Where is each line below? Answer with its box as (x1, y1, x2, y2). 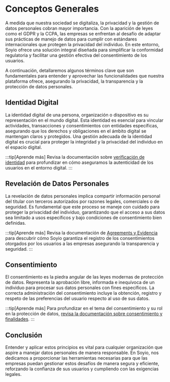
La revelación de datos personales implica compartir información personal (5, 193, 161, 199)
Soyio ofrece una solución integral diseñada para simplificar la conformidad (5, 47, 163, 53)
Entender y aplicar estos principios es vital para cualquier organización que (5, 344, 163, 351)
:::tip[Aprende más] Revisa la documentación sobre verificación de (5, 154, 145, 160)
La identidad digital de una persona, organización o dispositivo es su (5, 112, 149, 118)
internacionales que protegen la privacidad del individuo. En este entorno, (5, 41, 160, 47)
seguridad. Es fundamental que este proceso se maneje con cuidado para (5, 203, 160, 210)
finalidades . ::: (5, 316, 35, 322)
